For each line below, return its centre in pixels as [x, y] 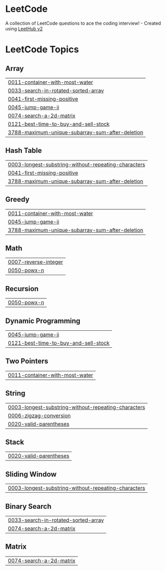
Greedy [17, 199]
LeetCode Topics [42, 50]
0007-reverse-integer [35, 262]
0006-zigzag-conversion [39, 416]
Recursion [22, 289]
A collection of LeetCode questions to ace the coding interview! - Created [83, 23]
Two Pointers [27, 361]
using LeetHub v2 [24, 28]
